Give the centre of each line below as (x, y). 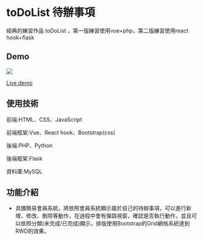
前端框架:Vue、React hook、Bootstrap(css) (61, 133)
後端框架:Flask (24, 158)
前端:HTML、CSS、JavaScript (44, 119)
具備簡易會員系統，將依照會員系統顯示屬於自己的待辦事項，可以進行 (101, 208)
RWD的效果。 (32, 231)
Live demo (20, 82)
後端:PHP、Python (30, 145)
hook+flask (20, 37)
